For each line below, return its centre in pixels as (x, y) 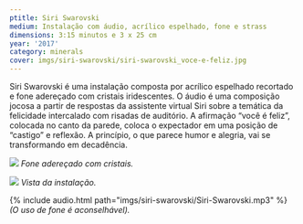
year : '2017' (34, 43)
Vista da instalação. (58, 182)
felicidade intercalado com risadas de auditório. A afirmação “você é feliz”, (150, 116)
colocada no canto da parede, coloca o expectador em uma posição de (144, 125)
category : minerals (47, 52)
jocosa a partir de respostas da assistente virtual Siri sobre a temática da (146, 106)
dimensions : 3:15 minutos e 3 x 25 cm (83, 35)
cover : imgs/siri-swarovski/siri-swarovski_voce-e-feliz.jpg (128, 60)
